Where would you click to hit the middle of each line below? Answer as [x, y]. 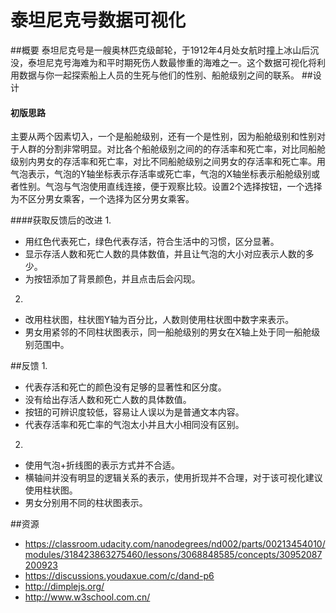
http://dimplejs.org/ [64, 587]
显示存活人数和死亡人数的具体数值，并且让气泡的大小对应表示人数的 [165, 254]
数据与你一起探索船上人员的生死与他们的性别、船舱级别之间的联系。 [159, 75]
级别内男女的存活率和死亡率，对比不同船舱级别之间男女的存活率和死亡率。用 [168, 162]
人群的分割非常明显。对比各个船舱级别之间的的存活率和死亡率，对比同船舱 [172, 149]
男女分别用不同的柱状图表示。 [86, 503]
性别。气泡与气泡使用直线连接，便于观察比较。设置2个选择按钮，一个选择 [170, 187]
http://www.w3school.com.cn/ [87, 597]
